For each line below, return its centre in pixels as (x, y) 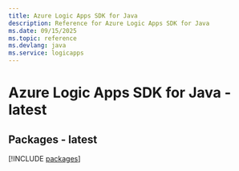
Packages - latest (53, 139)
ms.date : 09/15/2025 (43, 31)
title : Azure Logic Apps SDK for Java (73, 16)
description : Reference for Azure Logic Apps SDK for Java (109, 23)
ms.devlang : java (37, 46)
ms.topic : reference (43, 38)
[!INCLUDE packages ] (45, 159)
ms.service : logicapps (46, 53)
